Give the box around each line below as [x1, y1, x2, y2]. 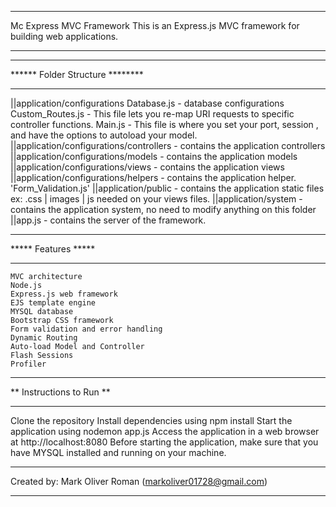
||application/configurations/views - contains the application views [10, 161, 285, 173]
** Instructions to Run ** [10, 386, 111, 398]
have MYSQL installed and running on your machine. [10, 447, 227, 458]
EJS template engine [10, 298, 97, 308]
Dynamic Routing [10, 333, 78, 343]
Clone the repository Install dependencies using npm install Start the [10, 415, 293, 426]
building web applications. [10, 31, 119, 42]
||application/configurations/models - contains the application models [10, 151, 298, 162]
